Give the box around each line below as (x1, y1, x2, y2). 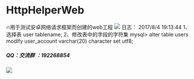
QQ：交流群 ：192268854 (6, 51, 71, 59)
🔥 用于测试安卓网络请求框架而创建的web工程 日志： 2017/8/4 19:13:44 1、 (6, 23, 191, 30)
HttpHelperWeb (6, 4, 85, 17)
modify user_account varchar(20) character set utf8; (6, 37, 133, 44)
